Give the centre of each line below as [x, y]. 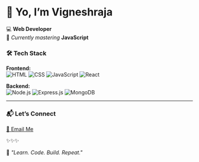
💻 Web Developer [29, 28]
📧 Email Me [20, 129]
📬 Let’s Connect [31, 114]
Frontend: [19, 68]
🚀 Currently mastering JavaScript [47, 37]
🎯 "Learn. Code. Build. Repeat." [44, 152]
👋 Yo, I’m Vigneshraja [60, 12]
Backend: [18, 86]
